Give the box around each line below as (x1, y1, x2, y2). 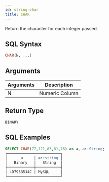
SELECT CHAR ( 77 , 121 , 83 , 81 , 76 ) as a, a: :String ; (5, 146, 105, 151)
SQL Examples (5, 133, 51, 142)
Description (44, 81, 73, 88)
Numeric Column (39, 90, 79, 97)
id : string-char (5, 7, 38, 12)
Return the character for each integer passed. (5, 25, 98, 31)
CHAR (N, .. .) (5, 53, 32, 58)
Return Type (5, 107, 44, 115)
